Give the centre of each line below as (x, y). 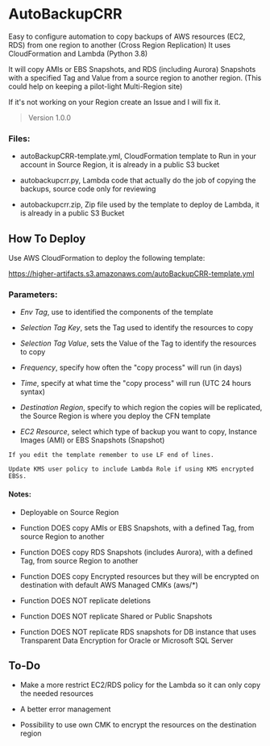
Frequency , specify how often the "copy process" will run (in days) (131, 367)
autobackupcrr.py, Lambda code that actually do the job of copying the (138, 180)
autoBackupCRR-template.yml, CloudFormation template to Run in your (138, 156)
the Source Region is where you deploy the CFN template (115, 416)
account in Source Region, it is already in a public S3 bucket (120, 165)
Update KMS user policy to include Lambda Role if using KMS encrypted (131, 469)
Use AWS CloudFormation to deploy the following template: (107, 258)
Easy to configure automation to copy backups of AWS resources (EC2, (127, 36)
